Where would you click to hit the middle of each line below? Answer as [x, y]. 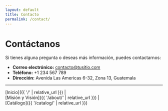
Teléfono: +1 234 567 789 [39, 72]
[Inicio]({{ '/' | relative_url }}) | [35, 92]
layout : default [22, 10]
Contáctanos [33, 44]
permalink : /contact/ [28, 19]
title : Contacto [22, 14]
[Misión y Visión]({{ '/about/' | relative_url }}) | [52, 97]
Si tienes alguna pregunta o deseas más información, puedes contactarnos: [83, 57]
